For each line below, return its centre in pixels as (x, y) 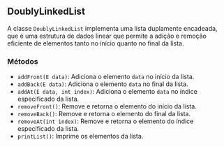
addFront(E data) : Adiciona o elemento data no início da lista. (106, 77)
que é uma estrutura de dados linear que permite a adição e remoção (107, 36)
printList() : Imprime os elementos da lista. (80, 136)
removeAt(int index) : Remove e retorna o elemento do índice (105, 121)
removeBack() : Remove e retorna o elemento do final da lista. (104, 114)
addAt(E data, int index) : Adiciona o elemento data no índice (107, 92)
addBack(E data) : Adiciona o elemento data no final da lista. (103, 84)
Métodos (23, 61)
